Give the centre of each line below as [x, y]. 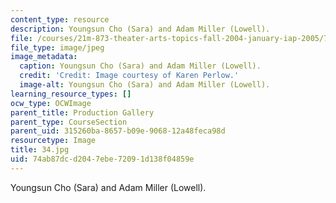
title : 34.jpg [40, 150]
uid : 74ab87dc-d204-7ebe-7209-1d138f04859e [102, 159]
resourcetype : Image [53, 141]
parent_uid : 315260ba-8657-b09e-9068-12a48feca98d [118, 131]
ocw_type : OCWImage [51, 103]
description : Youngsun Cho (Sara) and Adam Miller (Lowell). [140, 29]
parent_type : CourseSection [69, 122]
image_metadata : [44, 57]
